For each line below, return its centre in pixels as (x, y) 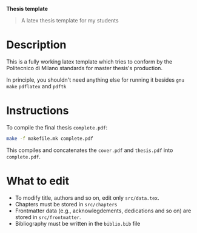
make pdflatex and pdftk (36, 86)
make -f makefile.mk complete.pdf (50, 139)
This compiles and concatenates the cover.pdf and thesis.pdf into (90, 150)
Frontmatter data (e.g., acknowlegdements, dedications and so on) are (103, 211)
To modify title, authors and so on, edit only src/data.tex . (87, 198)
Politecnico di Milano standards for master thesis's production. (84, 68)
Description (36, 45)
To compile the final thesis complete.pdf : (57, 127)
